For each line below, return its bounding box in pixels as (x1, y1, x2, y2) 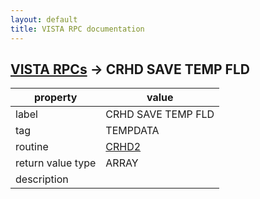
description (15, 172, 69, 186)
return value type (15, 156, 97, 170)
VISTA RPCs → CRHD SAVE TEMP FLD (10, 61, 250, 78)
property (34, 91, 78, 105)
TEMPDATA (105, 124, 160, 138)
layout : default (10, 14, 78, 25)
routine (15, 140, 49, 154)
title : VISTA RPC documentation (10, 24, 145, 34)
